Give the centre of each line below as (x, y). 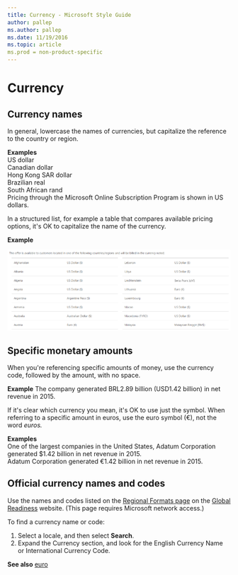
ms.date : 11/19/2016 (38, 37)
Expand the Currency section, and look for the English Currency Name (120, 543)
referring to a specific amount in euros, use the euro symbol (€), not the (112, 418)
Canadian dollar (30, 167)
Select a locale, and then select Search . (76, 535)
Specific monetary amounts (70, 350)
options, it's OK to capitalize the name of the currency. (87, 226)
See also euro (28, 564)
